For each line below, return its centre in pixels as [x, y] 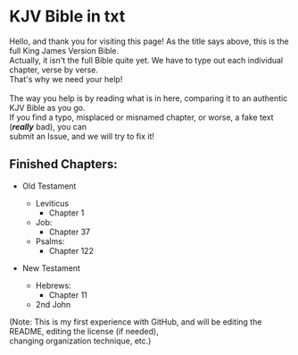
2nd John [53, 304]
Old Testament [49, 186]
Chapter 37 [70, 232]
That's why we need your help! [66, 79]
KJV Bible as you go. [48, 107]
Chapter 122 [71, 250]
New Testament [51, 268]
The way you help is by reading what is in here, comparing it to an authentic [149, 98]
